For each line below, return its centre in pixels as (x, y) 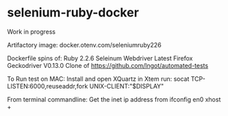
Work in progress (31, 32)
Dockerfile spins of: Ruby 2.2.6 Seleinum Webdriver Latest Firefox (100, 58)
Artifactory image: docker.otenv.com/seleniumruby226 (85, 45)
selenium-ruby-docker (73, 13)
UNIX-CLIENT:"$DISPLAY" (127, 86)
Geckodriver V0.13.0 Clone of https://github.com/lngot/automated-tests (108, 65)
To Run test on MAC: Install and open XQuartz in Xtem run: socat (98, 79)
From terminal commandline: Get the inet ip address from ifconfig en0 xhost (114, 99)
